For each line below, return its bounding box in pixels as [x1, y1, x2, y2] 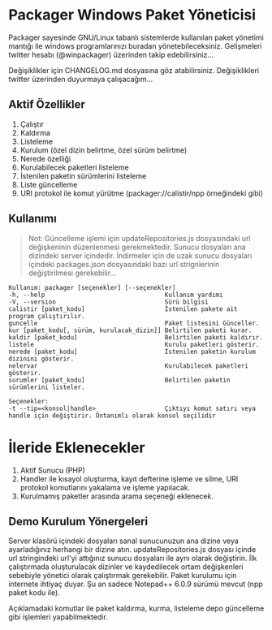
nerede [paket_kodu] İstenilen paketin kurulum [8, 347, 256, 356]
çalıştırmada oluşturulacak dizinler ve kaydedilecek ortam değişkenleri [8, 562, 244, 572]
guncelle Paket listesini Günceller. [8, 319, 260, 327]
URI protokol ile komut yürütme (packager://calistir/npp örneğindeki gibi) [19, 188, 264, 198]
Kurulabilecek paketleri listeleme [19, 162, 129, 172]
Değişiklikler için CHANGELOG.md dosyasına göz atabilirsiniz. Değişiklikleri [8, 65, 260, 75]
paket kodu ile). [8, 588, 61, 598]
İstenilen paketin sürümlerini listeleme [19, 170, 147, 180]
